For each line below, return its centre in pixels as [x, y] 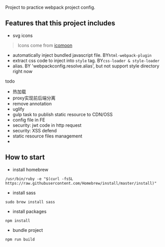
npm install [18, 221]
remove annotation [32, 103]
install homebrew [31, 169]
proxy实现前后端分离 [34, 98]
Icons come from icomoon [45, 45]
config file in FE [29, 120]
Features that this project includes [60, 23]
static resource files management [47, 136]
